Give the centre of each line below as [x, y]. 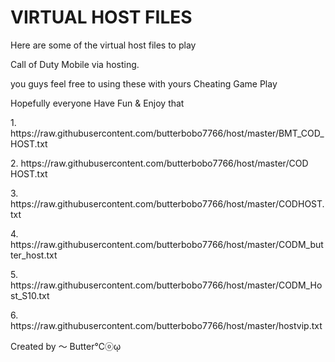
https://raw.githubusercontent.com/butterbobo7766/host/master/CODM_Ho [166, 285]
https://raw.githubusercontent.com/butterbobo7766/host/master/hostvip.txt [166, 325]
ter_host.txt [34, 255]
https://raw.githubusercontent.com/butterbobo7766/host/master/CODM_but [167, 244]
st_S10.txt [30, 295]
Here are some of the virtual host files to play [103, 45]
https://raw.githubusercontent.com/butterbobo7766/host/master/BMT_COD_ [167, 133]
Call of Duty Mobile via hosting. [75, 64]
